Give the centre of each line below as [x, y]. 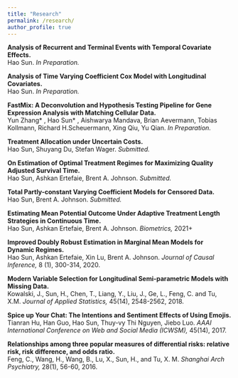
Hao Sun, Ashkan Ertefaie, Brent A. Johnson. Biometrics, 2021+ [100, 229]
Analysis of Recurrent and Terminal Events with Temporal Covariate [109, 48]
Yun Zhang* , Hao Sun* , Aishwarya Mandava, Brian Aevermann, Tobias [113, 120]
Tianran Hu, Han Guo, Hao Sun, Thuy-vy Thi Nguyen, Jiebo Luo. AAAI [109, 323]
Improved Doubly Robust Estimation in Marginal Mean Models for [106, 242]
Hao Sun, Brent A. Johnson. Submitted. [65, 199]
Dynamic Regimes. [36, 250]
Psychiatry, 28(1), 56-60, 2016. [53, 367]
